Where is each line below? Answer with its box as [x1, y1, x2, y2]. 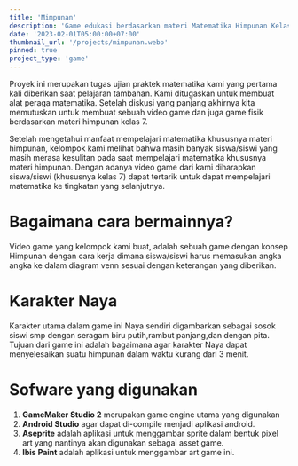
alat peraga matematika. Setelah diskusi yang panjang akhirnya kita [9, 98, 255, 107]
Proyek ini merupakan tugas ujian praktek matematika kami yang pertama [9, 79, 278, 89]
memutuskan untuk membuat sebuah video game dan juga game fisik [9, 107, 264, 117]
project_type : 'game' [9, 54, 90, 63]
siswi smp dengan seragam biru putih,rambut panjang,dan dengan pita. [9, 329, 271, 340]
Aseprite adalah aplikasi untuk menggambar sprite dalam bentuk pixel [21, 428, 279, 438]
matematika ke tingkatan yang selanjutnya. [9, 181, 166, 191]
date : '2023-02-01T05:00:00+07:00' [9, 29, 141, 38]
